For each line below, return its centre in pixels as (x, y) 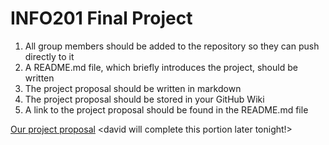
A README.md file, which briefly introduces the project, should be (161, 67)
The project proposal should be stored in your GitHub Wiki (144, 99)
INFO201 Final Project (101, 18)
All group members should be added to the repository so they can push (172, 46)
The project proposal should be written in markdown (133, 88)
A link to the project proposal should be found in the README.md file (166, 109)
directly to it (49, 56)
